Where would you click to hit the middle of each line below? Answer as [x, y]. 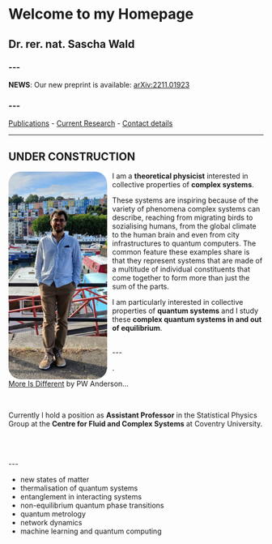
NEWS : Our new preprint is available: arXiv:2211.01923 [99, 84]
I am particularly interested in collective [178, 302]
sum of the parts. [141, 286]
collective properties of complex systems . [183, 184]
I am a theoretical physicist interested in [180, 176]
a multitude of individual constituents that [181, 269]
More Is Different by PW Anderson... [69, 383]
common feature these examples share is [181, 251]
